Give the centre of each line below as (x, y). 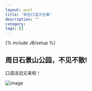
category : (16, 24)
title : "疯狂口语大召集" (29, 15)
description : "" (22, 19)
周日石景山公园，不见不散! (46, 60)
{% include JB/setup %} (30, 43)
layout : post (19, 10)
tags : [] (14, 29)
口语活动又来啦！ (23, 73)
